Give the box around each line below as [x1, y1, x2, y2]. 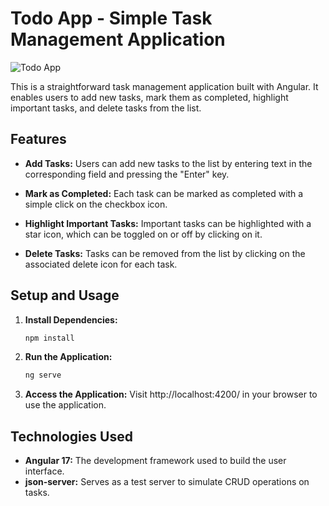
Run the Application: [24, 351, 113, 363]
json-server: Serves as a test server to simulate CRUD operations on [24, 476, 310, 488]
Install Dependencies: [24, 313, 118, 326]
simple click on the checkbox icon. [24, 198, 168, 210]
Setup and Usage [10, 287, 120, 304]
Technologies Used [10, 428, 133, 445]
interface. [24, 465, 65, 477]
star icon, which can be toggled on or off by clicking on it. [24, 228, 263, 240]
